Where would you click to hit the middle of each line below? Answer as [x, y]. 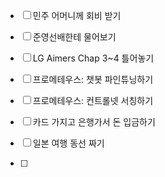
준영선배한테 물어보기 [74, 37]
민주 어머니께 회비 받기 [77, 15]
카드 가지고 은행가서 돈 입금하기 [94, 122]
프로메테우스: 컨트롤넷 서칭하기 [93, 100]
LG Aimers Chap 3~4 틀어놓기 [93, 58]
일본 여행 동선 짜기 [68, 143]
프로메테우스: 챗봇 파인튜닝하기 [93, 79]
